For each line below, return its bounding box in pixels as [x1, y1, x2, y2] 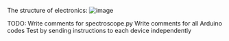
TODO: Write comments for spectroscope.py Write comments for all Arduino [7, 19, 223, 27]
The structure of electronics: [7, 7, 88, 14]
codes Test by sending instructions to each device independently [7, 27, 192, 34]
